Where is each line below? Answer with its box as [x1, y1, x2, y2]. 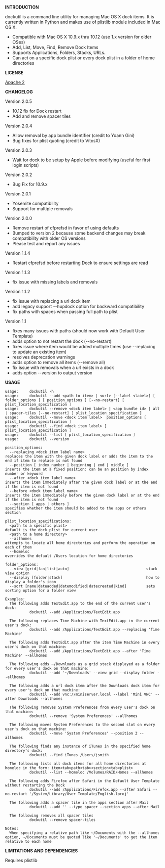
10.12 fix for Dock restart [12, 108, 62, 114]
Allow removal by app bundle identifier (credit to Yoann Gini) [12, 133, 135, 138]
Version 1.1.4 [5, 250, 31, 256]
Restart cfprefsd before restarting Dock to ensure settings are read [12, 260, 148, 266]
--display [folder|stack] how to [9, 575, 160, 580]
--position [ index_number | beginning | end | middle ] [9, 462, 129, 467]
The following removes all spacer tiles [9, 813, 94, 818]
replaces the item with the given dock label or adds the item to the [5, 454, 153, 459]
